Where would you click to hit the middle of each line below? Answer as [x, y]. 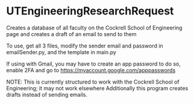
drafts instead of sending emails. [47, 94]
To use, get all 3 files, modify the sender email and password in [85, 46]
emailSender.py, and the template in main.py [61, 52]
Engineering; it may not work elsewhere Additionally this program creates [97, 88]
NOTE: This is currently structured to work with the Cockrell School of [93, 82]
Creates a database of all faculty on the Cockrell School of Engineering [94, 28]
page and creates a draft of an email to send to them [71, 34]
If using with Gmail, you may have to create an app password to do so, [93, 64]
